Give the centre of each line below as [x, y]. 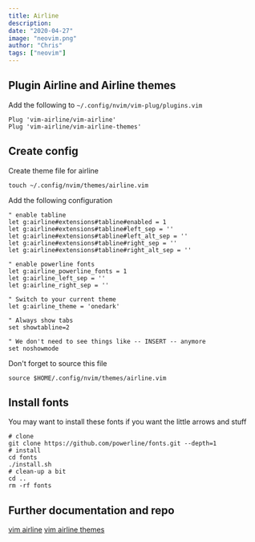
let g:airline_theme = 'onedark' [64, 306]
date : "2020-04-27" [41, 31]
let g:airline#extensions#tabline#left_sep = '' [91, 229]
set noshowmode [34, 348]
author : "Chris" [35, 46]
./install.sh [30, 465]
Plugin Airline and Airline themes [92, 86]
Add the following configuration [61, 200]
